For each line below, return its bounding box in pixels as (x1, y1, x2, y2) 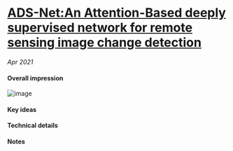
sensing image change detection (7, 35, 202, 50)
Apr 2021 (7, 57, 34, 66)
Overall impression (7, 73, 64, 82)
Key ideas (7, 105, 37, 113)
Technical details (7, 121, 58, 130)
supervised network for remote (7, 20, 193, 36)
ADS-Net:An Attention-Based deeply (7, 5, 226, 21)
